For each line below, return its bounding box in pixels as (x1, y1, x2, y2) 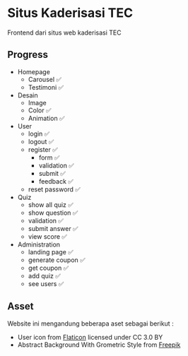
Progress (7, 49, 48, 61)
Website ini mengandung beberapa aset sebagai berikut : (7, 319, 175, 328)
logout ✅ (28, 137, 54, 146)
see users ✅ (28, 279, 64, 287)
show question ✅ (28, 208, 78, 217)
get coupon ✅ (28, 263, 69, 272)
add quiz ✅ (28, 271, 61, 280)
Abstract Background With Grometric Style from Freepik (17, 340, 181, 349)
